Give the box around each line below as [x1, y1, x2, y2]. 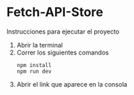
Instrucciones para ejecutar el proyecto [6, 27, 120, 36]
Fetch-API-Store [6, 4, 104, 20]
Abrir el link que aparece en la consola [16, 80, 128, 88]
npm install [16, 61, 52, 68]
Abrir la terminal [16, 41, 64, 49]
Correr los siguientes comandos [16, 48, 109, 57]
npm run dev [16, 68, 52, 75]
